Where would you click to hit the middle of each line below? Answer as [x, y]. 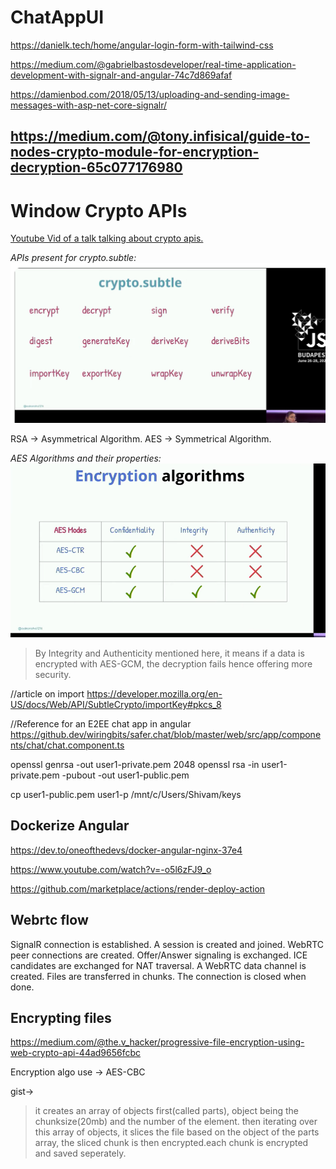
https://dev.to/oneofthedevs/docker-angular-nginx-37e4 [126, 850]
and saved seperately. [80, 1153]
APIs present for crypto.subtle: [73, 258]
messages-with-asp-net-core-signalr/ [88, 105]
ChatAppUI [57, 17]
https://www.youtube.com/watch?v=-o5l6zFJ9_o [111, 869]
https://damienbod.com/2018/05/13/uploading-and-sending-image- [150, 94]
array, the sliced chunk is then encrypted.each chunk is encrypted [171, 1143]
